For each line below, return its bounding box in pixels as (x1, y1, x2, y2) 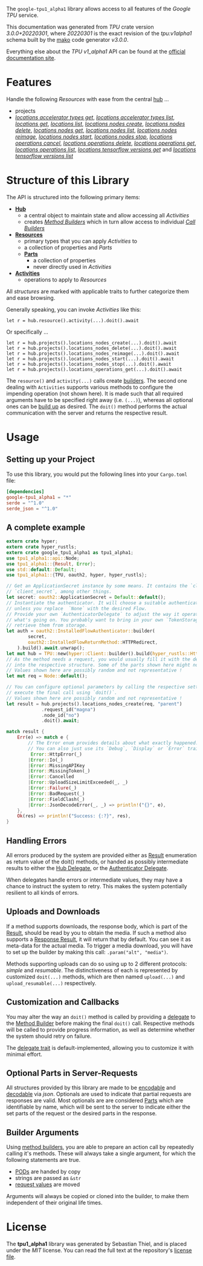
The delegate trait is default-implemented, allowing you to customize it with (6, 1044, 194, 1051)
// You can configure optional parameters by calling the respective (6, 684, 185, 690)
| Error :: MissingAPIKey (28, 762, 85, 768)
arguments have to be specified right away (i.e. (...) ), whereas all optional (6, 396, 193, 403)
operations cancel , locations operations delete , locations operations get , (14, 139, 196, 147)
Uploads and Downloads (6, 906, 100, 917)
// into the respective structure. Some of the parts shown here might (6, 662, 190, 668)
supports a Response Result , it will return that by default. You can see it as (6, 935, 192, 943)
